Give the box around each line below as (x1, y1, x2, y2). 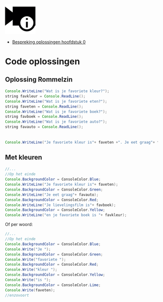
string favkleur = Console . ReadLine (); (5, 94, 86, 98)
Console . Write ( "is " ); (5, 278, 51, 283)
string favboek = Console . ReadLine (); (5, 114, 83, 119)
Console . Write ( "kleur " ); (5, 267, 57, 272)
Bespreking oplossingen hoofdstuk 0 (12, 39, 86, 45)
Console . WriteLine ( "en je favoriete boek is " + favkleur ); (5, 213, 127, 218)
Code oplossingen (5, 56, 80, 67)
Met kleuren (5, 153, 42, 161)
